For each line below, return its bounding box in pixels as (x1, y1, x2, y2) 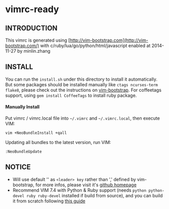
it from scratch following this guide (12, 198, 86, 204)
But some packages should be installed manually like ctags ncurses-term (5, 81, 158, 87)
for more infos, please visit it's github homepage (35, 182, 137, 188)
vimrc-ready (5, 4, 59, 15)
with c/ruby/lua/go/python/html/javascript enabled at (40, 43, 151, 49)
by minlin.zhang (17, 48, 51, 54)
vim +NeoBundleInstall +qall (5, 130, 67, 135)
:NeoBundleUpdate (5, 149, 42, 154)
